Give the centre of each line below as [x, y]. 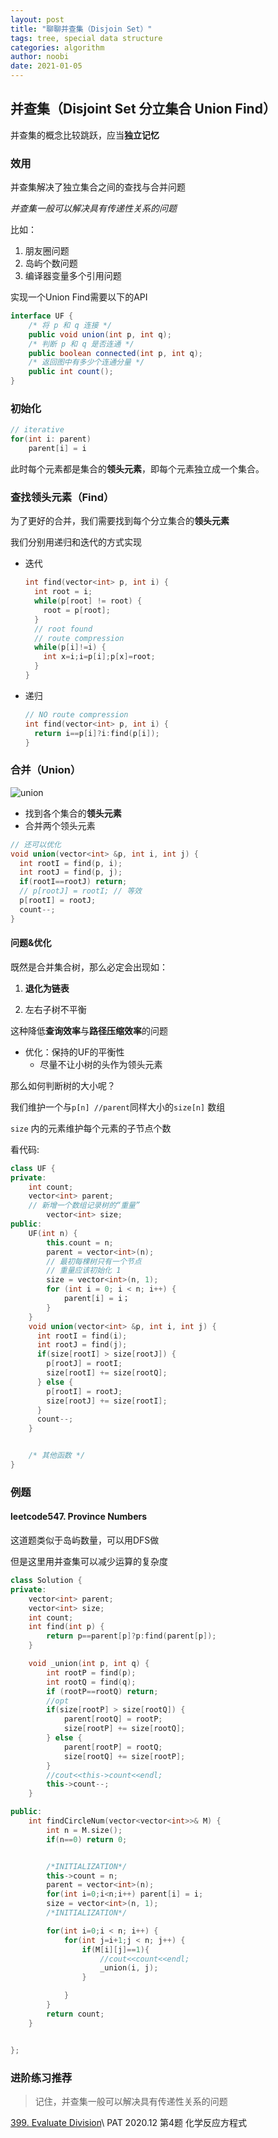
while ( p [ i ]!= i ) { [70, 647]
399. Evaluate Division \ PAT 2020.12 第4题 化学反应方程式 [128, 2122]
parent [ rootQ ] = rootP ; [113, 1719]
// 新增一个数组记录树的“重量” [84, 1206]
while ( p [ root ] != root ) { [88, 601]
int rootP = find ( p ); [91, 1672]
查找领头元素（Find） [62, 497]
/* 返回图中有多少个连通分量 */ [86, 362]
